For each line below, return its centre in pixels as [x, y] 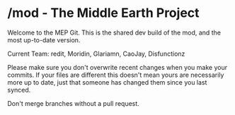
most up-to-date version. [44, 40]
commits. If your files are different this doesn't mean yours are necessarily [116, 75]
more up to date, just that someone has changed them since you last [107, 82]
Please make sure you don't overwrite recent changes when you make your [117, 67]
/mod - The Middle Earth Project [103, 13]
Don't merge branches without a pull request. [73, 103]
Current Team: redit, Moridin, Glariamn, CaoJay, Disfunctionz [96, 54]
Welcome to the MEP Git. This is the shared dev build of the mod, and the [114, 32]
